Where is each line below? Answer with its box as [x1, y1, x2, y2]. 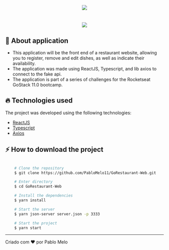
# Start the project [14, 220, 57, 226]
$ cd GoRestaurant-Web [14, 184, 62, 189]
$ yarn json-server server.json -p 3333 [14, 211, 100, 216]
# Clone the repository [14, 165, 64, 171]
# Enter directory [14, 179, 53, 185]
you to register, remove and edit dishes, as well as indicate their [12, 55, 145, 61]
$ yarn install [14, 198, 46, 203]
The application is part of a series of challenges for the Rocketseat [12, 76, 151, 82]
